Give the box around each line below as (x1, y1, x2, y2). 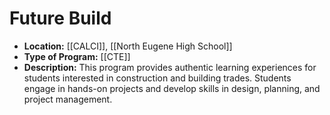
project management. (23, 93, 113, 105)
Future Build (9, 7, 112, 30)
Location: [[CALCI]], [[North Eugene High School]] (23, 40, 233, 52)
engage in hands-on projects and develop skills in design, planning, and (23, 82, 321, 94)
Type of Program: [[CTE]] (23, 50, 131, 62)
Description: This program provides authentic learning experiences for (23, 61, 317, 73)
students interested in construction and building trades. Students (23, 72, 292, 84)
